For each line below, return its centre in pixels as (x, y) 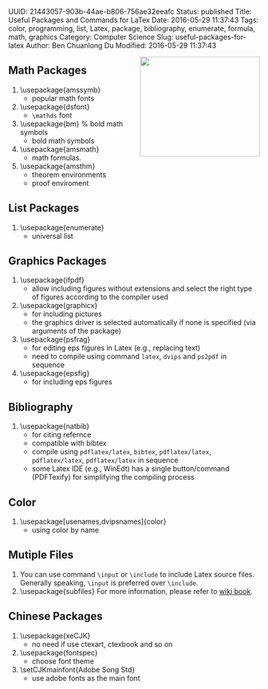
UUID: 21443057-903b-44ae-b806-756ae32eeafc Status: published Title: (130, 12)
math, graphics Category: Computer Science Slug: (91, 37)
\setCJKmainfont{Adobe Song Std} (77, 669)
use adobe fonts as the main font (86, 678)
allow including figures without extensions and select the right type (142, 289)
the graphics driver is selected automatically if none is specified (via (144, 323)
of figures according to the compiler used (100, 297)
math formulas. (57, 157)
